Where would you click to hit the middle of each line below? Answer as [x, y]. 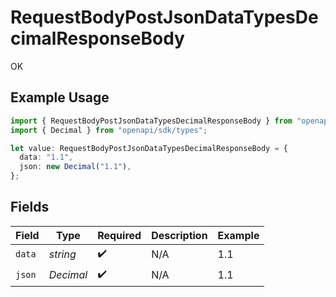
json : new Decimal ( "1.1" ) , [75, 167]
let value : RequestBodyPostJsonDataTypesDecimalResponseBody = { [149, 148]
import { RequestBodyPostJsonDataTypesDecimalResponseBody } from [151, 121]
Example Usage [60, 97]
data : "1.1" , [46, 157]
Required [119, 235]
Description [179, 235]
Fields [30, 207]
